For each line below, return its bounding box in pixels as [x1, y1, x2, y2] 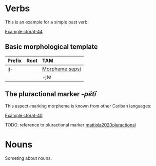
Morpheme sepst [42, 65, 81, 72]
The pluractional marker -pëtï [5, 90, 97, 98]
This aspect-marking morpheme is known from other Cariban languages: [5, 103, 152, 109]
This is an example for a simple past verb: [5, 19, 89, 25]
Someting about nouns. [5, 155, 52, 161]
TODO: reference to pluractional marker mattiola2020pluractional [5, 122, 136, 127]
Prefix [7, 57, 22, 64]
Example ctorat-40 [5, 112, 43, 118]
